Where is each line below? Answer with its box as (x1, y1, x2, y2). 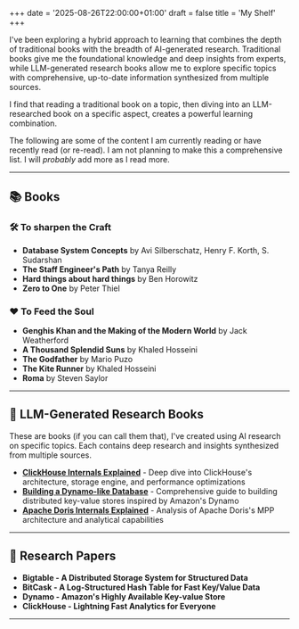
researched (9, 109, 52, 119)
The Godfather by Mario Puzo (21, 353, 133, 364)
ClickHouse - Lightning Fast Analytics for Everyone (21, 600, 216, 611)
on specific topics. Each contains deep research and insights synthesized (9, 440, 279, 451)
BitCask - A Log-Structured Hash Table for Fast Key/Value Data (21, 582, 261, 592)
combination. (9, 118, 58, 128)
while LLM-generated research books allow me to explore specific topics (9, 62, 277, 73)
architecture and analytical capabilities (21, 514, 165, 525)
